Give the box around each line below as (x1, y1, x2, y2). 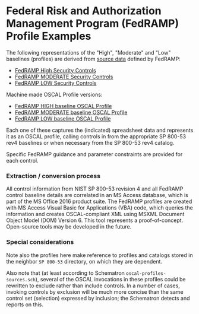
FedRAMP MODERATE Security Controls (14, 73, 113, 80)
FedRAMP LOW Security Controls (14, 79, 97, 87)
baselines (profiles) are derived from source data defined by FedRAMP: (6, 55, 181, 62)
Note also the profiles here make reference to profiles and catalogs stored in (6, 251, 193, 259)
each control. (6, 157, 39, 164)
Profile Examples (6, 30, 91, 43)
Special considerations (6, 238, 74, 246)
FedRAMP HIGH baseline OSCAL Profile (14, 102, 112, 109)
